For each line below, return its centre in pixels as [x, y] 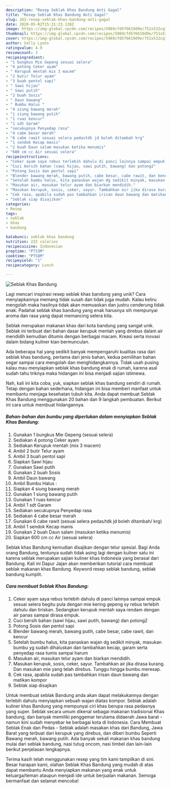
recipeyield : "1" [24, 261]
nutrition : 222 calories [32, 242]
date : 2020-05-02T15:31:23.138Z [40, 24]
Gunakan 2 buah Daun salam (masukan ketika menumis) [72, 532]
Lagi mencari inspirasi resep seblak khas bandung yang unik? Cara [76, 294]
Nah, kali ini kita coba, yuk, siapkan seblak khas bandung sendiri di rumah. [84, 383]
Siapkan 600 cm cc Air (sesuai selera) [53, 537]
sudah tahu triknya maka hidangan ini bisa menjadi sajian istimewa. [76, 373]
